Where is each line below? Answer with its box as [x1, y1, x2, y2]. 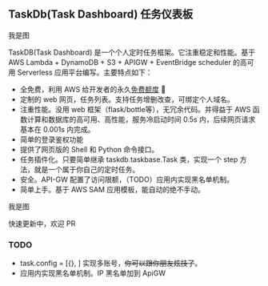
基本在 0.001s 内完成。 [19, 124, 95, 134]
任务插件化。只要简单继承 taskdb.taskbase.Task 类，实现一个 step [19, 155, 238, 164]
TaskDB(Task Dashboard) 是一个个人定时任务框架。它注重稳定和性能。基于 [8, 47, 256, 57]
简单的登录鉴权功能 [19, 135, 84, 144]
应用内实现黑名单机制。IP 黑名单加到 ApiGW [19, 268, 166, 278]
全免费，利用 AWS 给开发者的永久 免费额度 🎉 [19, 84, 166, 94]
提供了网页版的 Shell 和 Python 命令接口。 [19, 144, 159, 154]
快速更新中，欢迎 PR [8, 219, 76, 228]
